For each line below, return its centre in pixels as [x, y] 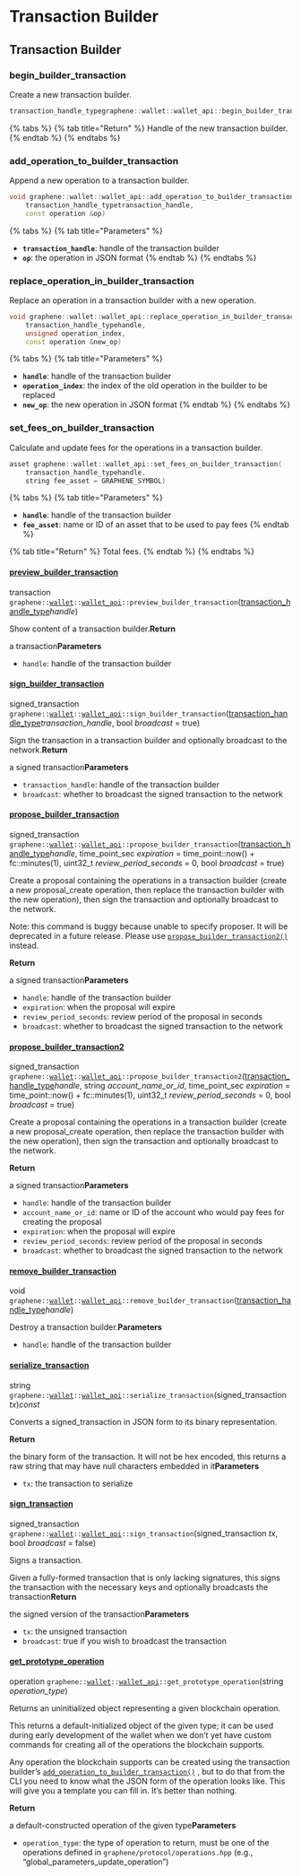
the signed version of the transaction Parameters [99, 1614]
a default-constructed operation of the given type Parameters [123, 1826]
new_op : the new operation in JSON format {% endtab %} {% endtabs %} [156, 404]
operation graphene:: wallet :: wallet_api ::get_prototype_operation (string [146, 1681]
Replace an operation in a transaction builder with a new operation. [133, 300]
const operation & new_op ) [74, 342]
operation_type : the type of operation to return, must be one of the [146, 1843]
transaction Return [43, 1596]
